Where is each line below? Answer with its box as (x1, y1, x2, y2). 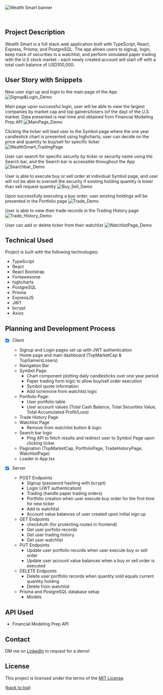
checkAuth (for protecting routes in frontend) (26, 522, 117, 527)
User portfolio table (26, 399, 66, 405)
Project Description (5, 28, 65, 37)
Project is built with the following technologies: (5, 249, 99, 255)
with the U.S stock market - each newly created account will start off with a (5, 56, 156, 62)
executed (26, 563, 46, 569)
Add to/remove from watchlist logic (26, 389, 97, 394)
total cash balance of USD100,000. (5, 61, 75, 68)
